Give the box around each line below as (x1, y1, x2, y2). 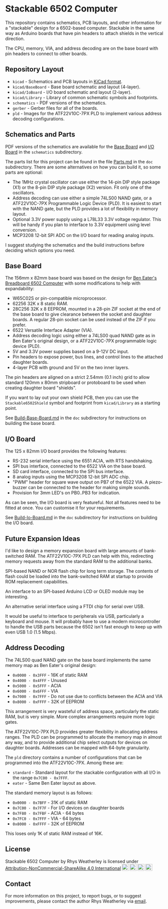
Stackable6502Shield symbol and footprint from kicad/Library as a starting (5, 400, 160, 406)
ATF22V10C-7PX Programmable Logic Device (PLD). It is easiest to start (12, 200, 161, 206)
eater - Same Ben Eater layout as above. (12, 780, 97, 786)
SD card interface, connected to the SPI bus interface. (12, 469, 124, 475)
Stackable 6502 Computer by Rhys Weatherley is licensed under (5, 858, 139, 864)
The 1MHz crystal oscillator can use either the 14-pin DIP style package (12, 179, 160, 185)
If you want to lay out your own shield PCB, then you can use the (5, 394, 139, 401)
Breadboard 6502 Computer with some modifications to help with (5, 280, 141, 286)
